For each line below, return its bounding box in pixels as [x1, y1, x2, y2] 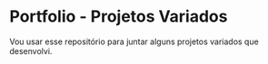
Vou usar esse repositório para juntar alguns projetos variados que [9, 36, 259, 47]
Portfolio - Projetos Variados [9, 6, 228, 27]
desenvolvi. [9, 45, 53, 56]
